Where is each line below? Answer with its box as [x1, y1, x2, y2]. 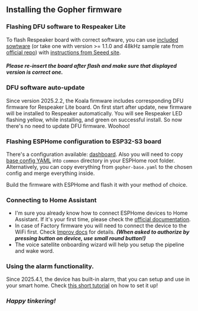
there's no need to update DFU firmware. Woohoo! [6, 122, 130, 130]
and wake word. [14, 247, 55, 255]
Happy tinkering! [6, 297, 56, 305]
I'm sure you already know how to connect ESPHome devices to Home [14, 209, 188, 216]
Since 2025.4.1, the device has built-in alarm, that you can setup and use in [6, 276, 190, 283]
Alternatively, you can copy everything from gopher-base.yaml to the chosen [6, 163, 193, 170]
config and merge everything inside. [6, 169, 95, 177]
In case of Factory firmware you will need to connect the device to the [14, 222, 187, 230]
